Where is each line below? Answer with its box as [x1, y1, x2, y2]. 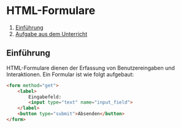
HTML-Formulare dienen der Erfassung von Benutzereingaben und [6, 64, 175, 71]
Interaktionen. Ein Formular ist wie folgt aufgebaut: [6, 71, 134, 78]
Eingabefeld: [28, 94, 62, 100]
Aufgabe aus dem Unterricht [15, 30, 88, 37]
